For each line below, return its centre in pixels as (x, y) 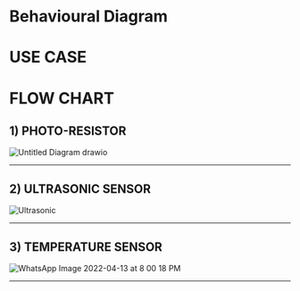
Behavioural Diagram (88, 17)
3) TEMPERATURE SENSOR (86, 247)
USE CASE (48, 58)
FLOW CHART (62, 98)
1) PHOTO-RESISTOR (68, 131)
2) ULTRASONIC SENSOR (80, 189)
